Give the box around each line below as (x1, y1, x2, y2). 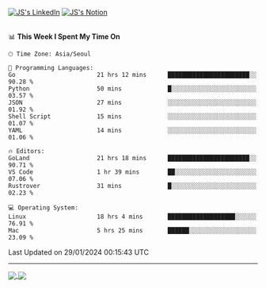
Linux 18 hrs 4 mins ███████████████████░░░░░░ (8, 213, 257, 221)
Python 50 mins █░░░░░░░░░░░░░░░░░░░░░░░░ (8, 85, 257, 93)
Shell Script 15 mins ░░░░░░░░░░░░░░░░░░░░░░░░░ (8, 113, 257, 121)
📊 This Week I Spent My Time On (8, 32, 120, 41)
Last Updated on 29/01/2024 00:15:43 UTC (8, 248, 149, 257)
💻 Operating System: (8, 204, 79, 212)
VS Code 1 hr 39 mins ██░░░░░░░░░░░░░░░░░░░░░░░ (8, 168, 257, 176)
